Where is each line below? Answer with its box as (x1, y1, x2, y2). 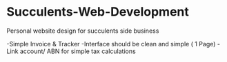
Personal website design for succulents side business (6, 27, 159, 35)
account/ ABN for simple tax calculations (19, 47, 136, 55)
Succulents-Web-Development (6, 4, 189, 20)
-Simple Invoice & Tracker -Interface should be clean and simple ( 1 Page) (6, 40, 216, 48)
